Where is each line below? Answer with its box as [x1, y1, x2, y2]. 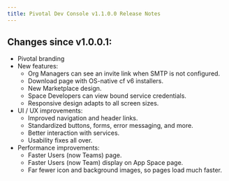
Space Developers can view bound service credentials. [27, 92, 187, 100]
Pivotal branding [17, 55, 65, 63]
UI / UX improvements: [17, 106, 83, 115]
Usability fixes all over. [27, 136, 93, 145]
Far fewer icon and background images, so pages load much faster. [27, 166, 222, 175]
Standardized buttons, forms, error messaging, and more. [27, 122, 193, 130]
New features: [17, 62, 59, 71]
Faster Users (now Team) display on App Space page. [27, 159, 184, 167]
